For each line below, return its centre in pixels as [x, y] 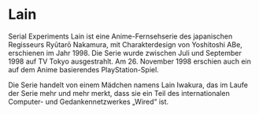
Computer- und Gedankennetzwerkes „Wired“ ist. [89, 101]
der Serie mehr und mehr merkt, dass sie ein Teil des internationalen [119, 93]
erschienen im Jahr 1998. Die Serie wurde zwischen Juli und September [125, 53]
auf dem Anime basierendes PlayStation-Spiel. [83, 69]
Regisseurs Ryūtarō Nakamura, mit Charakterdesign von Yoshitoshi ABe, [125, 44]
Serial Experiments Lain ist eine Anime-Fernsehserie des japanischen [120, 36]
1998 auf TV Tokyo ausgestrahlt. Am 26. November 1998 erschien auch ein [130, 61]
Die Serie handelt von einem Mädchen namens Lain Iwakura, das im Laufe [128, 85]
